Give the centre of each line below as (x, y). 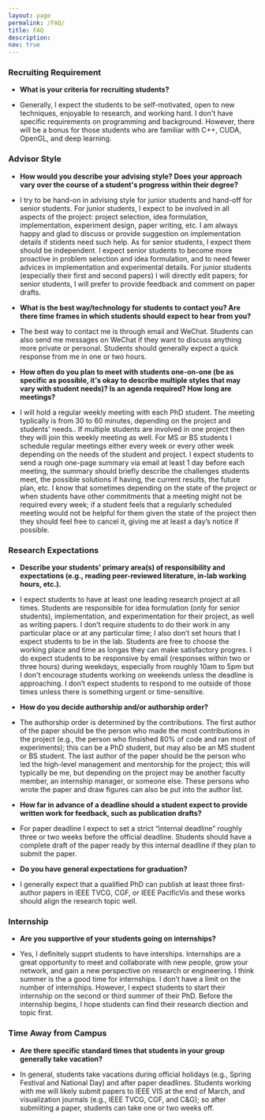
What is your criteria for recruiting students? (94, 90)
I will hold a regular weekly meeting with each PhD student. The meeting (137, 412)
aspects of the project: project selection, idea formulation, (114, 216)
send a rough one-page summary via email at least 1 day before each (132, 462)
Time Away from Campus (58, 1033)
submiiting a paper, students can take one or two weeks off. (117, 1107)
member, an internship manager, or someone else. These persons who (134, 781)
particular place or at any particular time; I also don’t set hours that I (130, 633)
